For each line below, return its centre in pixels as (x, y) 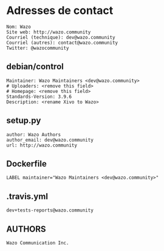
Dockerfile (27, 164)
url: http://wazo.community (42, 145)
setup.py (24, 121)
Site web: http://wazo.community (49, 32)
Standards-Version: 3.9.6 (39, 97)
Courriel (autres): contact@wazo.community (62, 43)
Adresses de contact (60, 11)
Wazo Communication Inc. (38, 243)
